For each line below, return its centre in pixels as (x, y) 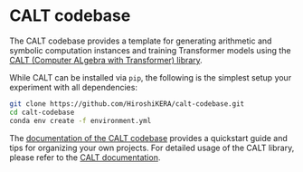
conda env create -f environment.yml (80, 120)
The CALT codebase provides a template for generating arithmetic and (141, 41)
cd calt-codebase (42, 112)
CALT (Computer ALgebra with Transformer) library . (106, 60)
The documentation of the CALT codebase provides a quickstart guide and (148, 138)
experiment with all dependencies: (74, 87)
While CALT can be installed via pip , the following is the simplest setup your (151, 77)
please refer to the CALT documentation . (85, 157)
